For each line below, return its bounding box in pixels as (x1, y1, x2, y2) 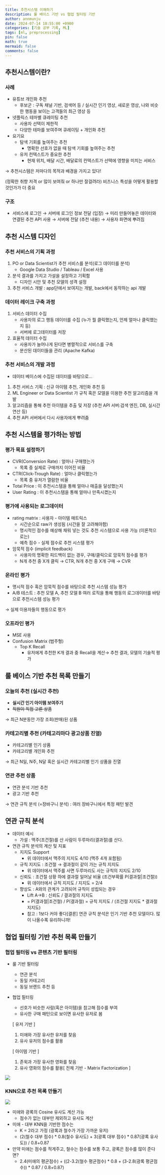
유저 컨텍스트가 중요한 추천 (19, 151, 71, 158)
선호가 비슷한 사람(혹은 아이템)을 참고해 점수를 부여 (19, 1005, 118, 1010)
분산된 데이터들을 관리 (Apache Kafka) (19, 348, 95, 354)
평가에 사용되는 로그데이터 (5, 503, 64, 510)
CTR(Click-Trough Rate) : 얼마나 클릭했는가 (12, 471, 98, 477)
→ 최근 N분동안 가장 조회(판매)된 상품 (5, 716, 78, 722)
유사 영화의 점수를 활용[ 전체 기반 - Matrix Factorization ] (19, 1065, 131, 1071)
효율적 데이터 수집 (12, 336, 47, 341)
